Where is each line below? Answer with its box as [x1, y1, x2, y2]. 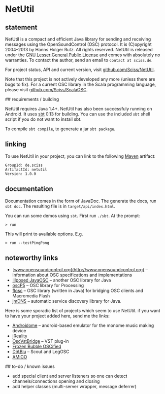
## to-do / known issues [5, 363, 55, 369]
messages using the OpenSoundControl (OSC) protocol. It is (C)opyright [5, 41, 152, 47]
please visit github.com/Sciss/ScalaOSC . [5, 87, 88, 92]
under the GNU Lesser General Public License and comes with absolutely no [5, 52, 161, 58]
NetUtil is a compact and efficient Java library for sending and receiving [5, 36, 151, 42]
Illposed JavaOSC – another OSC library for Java [12, 277, 111, 283]
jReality [12, 333, 28, 339]
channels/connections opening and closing [12, 378, 100, 384]
